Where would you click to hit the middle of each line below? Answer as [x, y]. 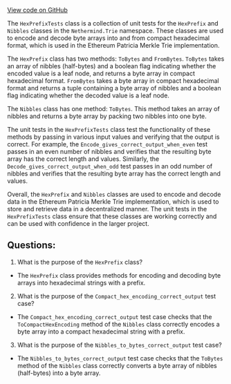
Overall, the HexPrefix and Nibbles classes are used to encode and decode [114, 194]
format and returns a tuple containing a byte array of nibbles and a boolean [114, 88]
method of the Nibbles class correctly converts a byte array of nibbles [117, 365]
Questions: [31, 246]
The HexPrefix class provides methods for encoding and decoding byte [119, 275]
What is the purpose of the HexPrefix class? [80, 262]
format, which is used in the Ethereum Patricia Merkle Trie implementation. [113, 45]
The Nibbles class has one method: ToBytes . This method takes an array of [113, 109]
